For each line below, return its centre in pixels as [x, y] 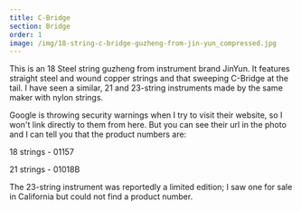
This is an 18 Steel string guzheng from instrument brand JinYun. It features [150, 69]
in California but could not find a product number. [101, 197]
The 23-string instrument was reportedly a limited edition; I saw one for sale [151, 187]
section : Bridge [40, 26]
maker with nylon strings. [56, 98]
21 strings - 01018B [45, 169]
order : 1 [26, 34]
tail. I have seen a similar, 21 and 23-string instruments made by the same [146, 88]
